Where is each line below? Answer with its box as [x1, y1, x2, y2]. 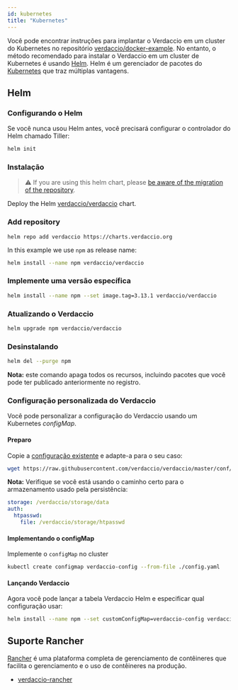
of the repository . [24, 185, 76, 195]
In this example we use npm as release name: [7, 246, 137, 254]
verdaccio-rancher [17, 675, 73, 684]
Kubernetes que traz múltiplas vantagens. [7, 67, 130, 75]
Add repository [7, 217, 60, 227]
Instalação [7, 162, 45, 172]
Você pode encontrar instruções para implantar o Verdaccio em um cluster [7, 36, 225, 45]
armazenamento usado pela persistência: [7, 485, 128, 494]
